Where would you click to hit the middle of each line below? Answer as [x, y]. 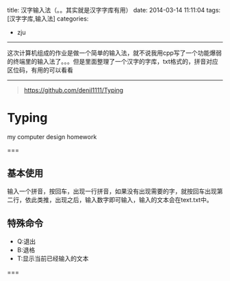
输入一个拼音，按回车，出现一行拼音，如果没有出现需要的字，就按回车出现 [112, 191]
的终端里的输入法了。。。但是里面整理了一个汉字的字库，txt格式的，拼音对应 [113, 61]
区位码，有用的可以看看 [40, 70]
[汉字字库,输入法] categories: [48, 19]
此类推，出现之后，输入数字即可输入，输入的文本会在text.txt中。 [122, 199]
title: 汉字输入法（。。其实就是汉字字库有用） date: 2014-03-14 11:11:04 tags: [114, 10]
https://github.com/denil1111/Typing [74, 90]
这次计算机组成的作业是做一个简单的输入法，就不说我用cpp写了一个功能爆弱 [115, 53]
